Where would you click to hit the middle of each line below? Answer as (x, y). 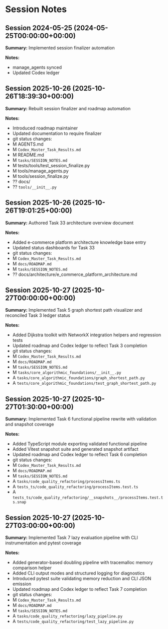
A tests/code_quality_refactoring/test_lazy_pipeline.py (73, 621)
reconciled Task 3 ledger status (38, 315)
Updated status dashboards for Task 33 (53, 247)
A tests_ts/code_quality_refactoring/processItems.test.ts (75, 486)
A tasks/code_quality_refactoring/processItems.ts (66, 481)
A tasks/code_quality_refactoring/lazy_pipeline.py (67, 616)
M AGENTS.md (28, 144)
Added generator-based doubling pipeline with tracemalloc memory (82, 563)
